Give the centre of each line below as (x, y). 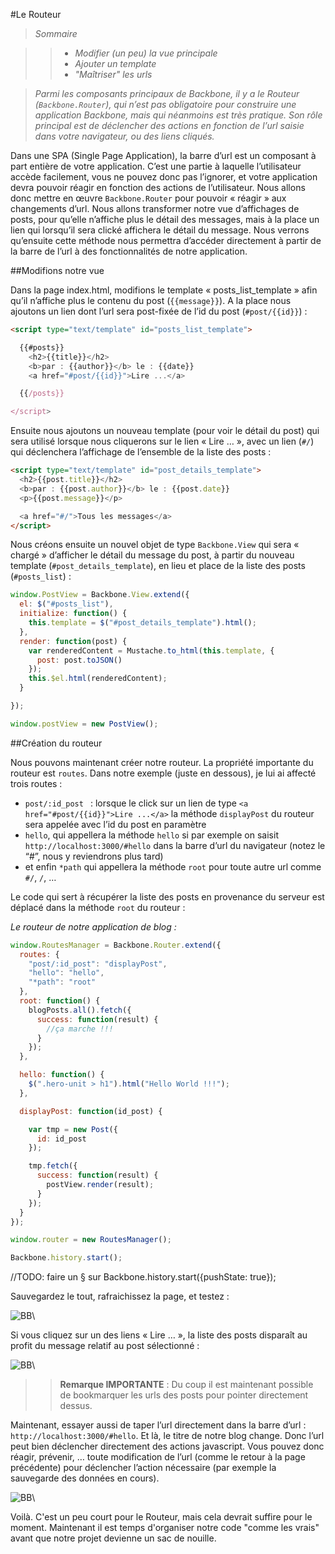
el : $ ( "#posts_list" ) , (66, 604)
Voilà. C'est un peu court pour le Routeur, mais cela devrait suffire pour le (161, 1517)
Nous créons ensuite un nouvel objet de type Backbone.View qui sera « (155, 545)
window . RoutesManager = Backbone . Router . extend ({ (116, 945)
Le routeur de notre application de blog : (93, 926)
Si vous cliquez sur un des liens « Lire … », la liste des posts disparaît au (159, 1335)
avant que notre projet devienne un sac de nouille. (113, 1538)
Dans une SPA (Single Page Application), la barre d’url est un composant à (163, 155)
